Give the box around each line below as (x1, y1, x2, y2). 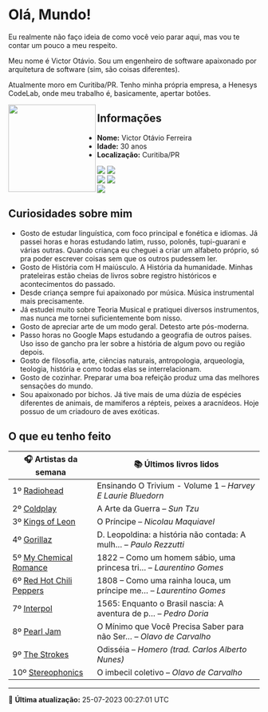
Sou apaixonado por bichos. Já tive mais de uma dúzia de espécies (19, 389, 242, 399)
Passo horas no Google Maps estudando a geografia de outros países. (19, 330, 252, 340)
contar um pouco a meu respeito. (8, 40, 118, 50)
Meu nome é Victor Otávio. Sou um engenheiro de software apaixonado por (8, 56, 257, 66)
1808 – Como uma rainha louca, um (97, 575, 231, 587)
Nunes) (97, 654, 125, 665)
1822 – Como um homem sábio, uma (97, 552, 236, 563)
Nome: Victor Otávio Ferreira (97, 133, 192, 142)
